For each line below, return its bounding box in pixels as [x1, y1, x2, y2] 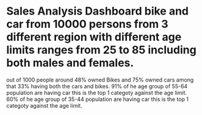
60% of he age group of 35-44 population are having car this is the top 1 [6, 96, 189, 103]
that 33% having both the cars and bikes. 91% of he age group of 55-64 [6, 82, 188, 89]
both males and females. [6, 56, 134, 70]
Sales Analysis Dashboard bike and [6, 4, 189, 18]
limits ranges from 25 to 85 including [6, 43, 197, 57]
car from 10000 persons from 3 [6, 17, 169, 31]
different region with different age [6, 30, 182, 44]
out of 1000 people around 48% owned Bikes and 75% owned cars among [6, 76, 194, 83]
